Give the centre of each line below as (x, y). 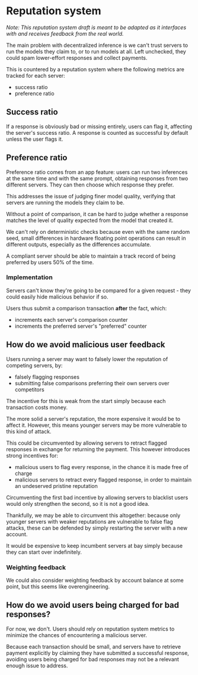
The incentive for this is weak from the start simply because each (86, 401)
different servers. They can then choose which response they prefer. (90, 185)
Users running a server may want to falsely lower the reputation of (87, 359)
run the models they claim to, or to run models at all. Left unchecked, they (96, 51)
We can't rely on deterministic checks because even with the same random (98, 232)
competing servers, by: (34, 365)
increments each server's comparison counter (71, 319)
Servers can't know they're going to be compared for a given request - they (99, 290)
